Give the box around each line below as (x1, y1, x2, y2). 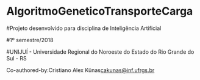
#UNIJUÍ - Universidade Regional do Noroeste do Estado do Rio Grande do (6, 48, 195, 56)
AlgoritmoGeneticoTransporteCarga (6, 4, 193, 18)
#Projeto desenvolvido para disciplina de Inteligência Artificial (6, 24, 162, 32)
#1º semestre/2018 (6, 36, 54, 43)
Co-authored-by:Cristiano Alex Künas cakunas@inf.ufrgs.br (6, 66, 155, 74)
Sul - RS (6, 54, 27, 62)
